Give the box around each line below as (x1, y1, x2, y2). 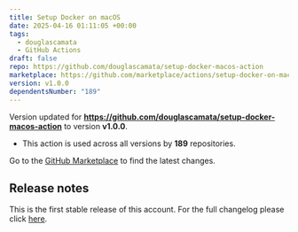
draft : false (9, 54, 58, 63)
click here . (9, 213, 48, 224)
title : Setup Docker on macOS (9, 12, 122, 22)
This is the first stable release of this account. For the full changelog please (9, 205, 285, 215)
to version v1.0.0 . (63, 120, 129, 131)
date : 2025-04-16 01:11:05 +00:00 (9, 21, 137, 30)
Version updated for (9, 112, 82, 122)
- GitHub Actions (17, 46, 82, 55)
